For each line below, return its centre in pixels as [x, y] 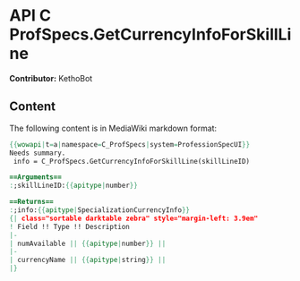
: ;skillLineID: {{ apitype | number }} [74, 186]
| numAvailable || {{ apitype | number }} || [88, 243]
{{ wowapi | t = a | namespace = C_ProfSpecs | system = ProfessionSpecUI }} [130, 144]
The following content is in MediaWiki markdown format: [113, 128]
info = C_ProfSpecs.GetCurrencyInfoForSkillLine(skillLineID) [132, 161]
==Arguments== [36, 177]
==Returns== [31, 202]
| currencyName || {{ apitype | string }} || [88, 260]
